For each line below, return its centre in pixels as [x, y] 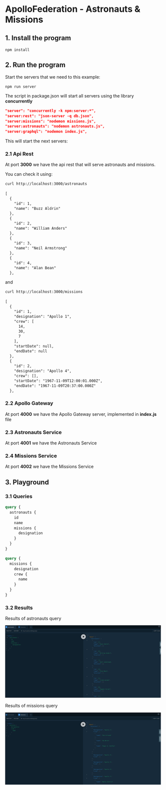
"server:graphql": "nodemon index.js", [46, 132]
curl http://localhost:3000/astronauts [46, 184]
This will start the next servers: [37, 141]
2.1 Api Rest [19, 154]
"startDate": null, [34, 346]
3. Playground [27, 482]
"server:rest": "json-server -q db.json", [49, 116]
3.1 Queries [19, 496]
